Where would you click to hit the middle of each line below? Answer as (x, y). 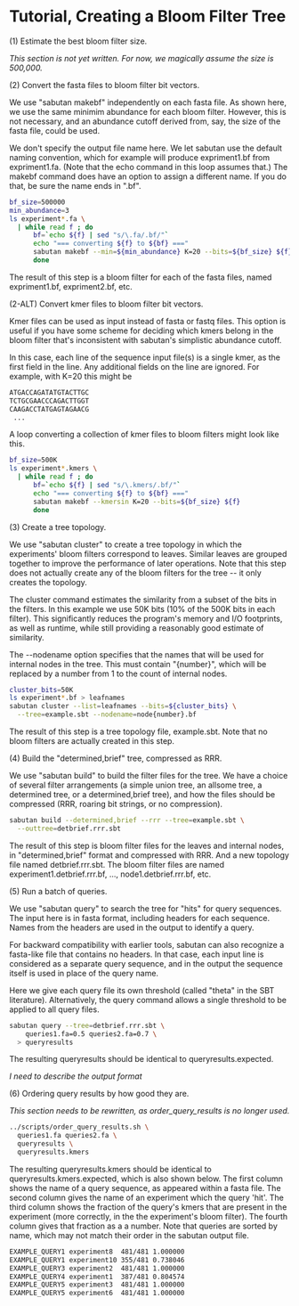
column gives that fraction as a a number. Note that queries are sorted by (143, 1226)
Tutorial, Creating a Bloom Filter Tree (148, 16)
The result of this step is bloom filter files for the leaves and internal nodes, (147, 845)
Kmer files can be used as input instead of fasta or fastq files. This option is (148, 321)
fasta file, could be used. (55, 130)
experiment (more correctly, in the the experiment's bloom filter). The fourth (149, 1216)
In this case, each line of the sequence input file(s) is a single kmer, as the (145, 357)
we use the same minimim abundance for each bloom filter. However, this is (148, 111)
